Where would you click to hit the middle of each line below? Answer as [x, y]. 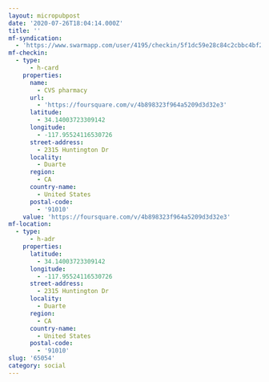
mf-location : [30, 224]
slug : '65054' [32, 358]
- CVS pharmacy [62, 90]
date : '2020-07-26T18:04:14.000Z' [66, 23]
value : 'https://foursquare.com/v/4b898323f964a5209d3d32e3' [126, 217]
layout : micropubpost [44, 16]
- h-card [44, 68]
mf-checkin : [28, 53]
